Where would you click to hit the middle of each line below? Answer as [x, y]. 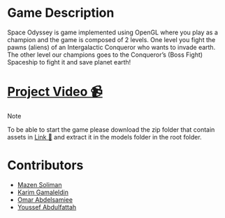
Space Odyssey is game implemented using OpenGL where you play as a [113, 32]
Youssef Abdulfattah [47, 207]
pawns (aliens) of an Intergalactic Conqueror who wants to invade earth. [111, 47]
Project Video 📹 [55, 92]
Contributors [45, 165]
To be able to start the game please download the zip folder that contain [111, 129]
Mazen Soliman [39, 184]
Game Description [61, 13]
